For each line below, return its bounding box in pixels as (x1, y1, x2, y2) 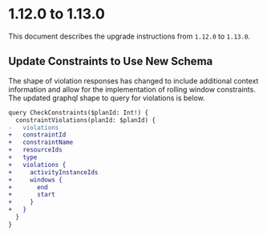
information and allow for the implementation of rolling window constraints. (8, 84, 257, 94)
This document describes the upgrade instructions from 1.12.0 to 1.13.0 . (8, 31, 251, 41)
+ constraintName (8, 138, 74, 147)
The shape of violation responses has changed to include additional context (8, 75, 259, 85)
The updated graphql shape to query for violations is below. (8, 93, 206, 103)
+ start (8, 190, 56, 199)
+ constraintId (8, 131, 67, 139)
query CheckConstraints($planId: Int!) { (8, 108, 149, 116)
